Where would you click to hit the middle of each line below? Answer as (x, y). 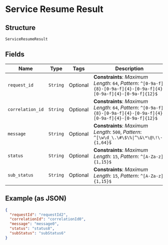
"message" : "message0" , (34, 224)
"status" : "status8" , (32, 228)
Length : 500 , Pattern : (117, 132)
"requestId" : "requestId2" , (39, 214)
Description (129, 68)
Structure (20, 28)
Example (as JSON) (36, 198)
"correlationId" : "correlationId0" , (48, 219)
